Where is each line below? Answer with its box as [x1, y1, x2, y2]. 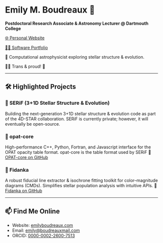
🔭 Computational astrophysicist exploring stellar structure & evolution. [5, 54, 145, 60]
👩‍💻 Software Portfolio [5, 45, 48, 50]
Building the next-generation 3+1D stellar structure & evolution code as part [5, 111, 156, 116]
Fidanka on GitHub [5, 188, 43, 194]
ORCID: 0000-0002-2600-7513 [12, 233, 75, 239]
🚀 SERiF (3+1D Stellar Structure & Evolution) [5, 99, 110, 106]
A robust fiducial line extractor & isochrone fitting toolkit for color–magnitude [5, 178, 158, 183]
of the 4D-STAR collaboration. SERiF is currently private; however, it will [5, 116, 148, 122]
